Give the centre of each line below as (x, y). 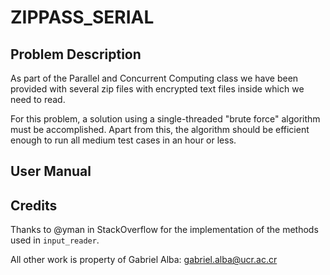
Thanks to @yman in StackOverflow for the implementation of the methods (164, 230)
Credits (34, 205)
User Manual (51, 171)
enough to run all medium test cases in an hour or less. (123, 140)
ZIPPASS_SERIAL (82, 17)
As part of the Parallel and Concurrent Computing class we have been (154, 78)
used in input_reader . (55, 240)
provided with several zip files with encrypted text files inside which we (157, 89)
